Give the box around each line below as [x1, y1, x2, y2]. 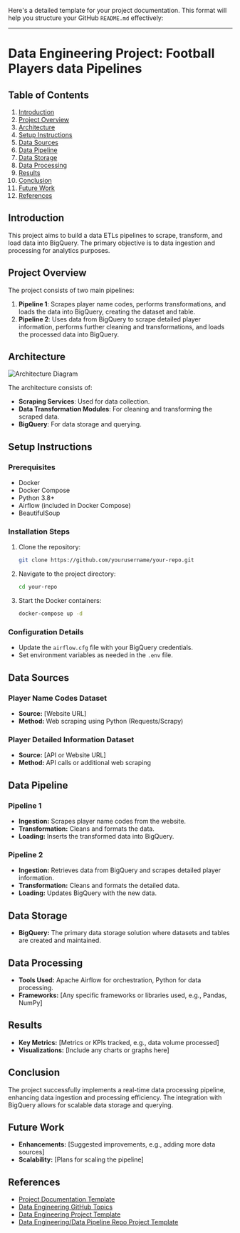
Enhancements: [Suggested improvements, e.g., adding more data [18, 1140, 216, 1149]
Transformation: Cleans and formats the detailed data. [18, 882, 180, 890]
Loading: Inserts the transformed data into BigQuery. [18, 832, 174, 841]
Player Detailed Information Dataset [8, 734, 135, 744]
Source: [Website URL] [18, 709, 87, 718]
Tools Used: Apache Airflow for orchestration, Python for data [18, 975, 202, 984]
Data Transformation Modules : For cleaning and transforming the [18, 405, 213, 414]
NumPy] [18, 998, 43, 1007]
